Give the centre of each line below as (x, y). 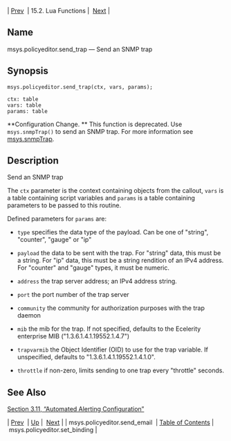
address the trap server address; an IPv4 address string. (97, 282)
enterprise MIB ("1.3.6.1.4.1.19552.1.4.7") (73, 336)
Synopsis (28, 71)
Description (33, 161)
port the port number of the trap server (73, 295)
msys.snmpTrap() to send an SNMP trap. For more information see (100, 131)
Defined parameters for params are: (57, 219)
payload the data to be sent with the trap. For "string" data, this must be (119, 253)
